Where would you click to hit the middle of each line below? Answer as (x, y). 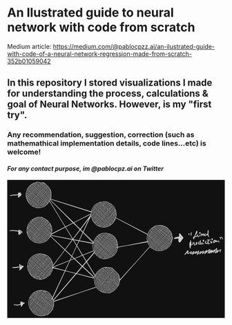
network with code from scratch (101, 27)
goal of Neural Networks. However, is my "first (109, 105)
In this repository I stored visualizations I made (110, 83)
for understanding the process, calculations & (108, 93)
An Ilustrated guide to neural (90, 13)
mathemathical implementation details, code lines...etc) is (107, 144)
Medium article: (29, 46)
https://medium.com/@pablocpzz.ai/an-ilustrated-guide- (134, 46)
